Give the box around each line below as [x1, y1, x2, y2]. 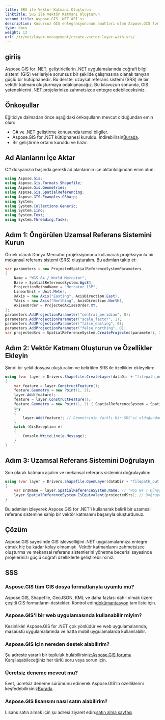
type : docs [5, 26, 27, 30]
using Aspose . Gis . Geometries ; [5, 185, 67, 190]
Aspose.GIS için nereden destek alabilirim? [5, 640, 110, 647]
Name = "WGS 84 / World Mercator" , [14, 275, 87, 280]
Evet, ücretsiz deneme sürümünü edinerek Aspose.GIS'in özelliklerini [5, 681, 144, 687]
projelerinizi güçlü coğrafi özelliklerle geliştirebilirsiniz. [5, 554, 115, 560]
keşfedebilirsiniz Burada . [5, 686, 54, 691]
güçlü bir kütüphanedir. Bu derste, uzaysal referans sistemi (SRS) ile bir [5, 76, 149, 82]
